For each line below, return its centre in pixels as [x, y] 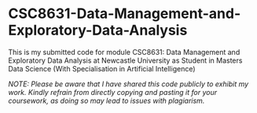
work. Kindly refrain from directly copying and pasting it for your [113, 92]
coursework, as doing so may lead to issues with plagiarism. [106, 100]
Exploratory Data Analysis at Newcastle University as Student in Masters [125, 60]
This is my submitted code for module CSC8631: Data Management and [124, 52]
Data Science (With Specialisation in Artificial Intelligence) [102, 68]
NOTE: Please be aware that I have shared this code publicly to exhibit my [128, 84]
